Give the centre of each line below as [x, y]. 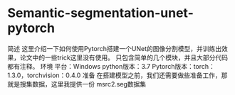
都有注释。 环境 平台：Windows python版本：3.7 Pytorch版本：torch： [111, 66]
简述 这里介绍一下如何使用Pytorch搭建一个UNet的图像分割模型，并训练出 [115, 48]
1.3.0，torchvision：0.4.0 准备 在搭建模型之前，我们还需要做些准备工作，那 [117, 75]
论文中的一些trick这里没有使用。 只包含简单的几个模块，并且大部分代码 [124, 57]
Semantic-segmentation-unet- [101, 13]
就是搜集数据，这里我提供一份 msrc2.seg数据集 [77, 84]
